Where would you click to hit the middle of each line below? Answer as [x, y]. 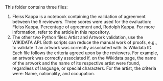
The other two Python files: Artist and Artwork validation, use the [78, 37]
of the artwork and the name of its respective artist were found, [76, 63]
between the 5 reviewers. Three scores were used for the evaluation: [82, 22]
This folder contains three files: [36, 7]
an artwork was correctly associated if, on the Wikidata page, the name [84, 58]
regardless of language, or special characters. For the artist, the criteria [84, 68]
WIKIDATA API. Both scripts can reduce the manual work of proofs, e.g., [85, 42]
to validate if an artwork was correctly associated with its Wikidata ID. [82, 48]
